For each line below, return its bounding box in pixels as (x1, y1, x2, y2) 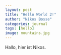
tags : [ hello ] (5, 26, 35, 31)
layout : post (5, 7, 32, 12)
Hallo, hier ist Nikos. (5, 44, 46, 50)
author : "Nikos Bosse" (5, 16, 52, 21)
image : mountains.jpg (5, 30, 50, 35)
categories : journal (5, 21, 48, 26)
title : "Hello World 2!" (5, 12, 57, 17)
